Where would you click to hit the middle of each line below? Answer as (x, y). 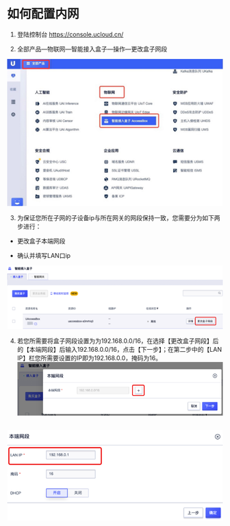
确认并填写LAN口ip (43, 255)
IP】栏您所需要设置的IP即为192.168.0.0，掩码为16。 (89, 358)
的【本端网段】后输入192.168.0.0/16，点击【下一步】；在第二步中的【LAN (119, 350)
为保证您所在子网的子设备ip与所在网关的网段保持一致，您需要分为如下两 (118, 217)
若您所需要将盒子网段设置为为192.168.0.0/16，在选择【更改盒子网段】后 (118, 341)
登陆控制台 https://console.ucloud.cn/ (70, 34)
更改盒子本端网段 (41, 241)
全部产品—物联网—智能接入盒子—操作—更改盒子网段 (92, 49)
